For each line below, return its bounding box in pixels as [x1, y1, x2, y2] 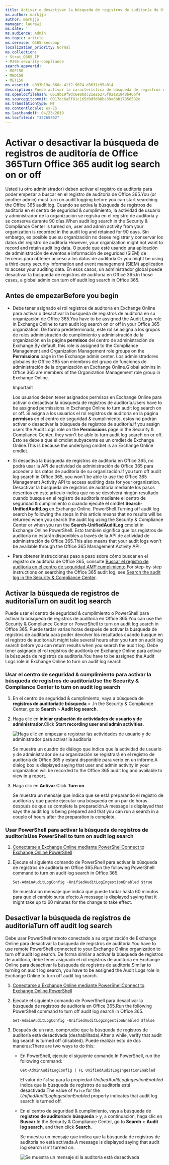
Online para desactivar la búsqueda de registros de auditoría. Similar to [5, 962, 151, 968]
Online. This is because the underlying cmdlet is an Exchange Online [12, 442, 153, 448]
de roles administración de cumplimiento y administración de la [12, 331, 144, 338]
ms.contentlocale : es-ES [5, 106, 57, 111]
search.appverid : [5, 64, 42, 69]
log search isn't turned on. [20, 1144, 75, 1150]
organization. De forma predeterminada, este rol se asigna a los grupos [12, 326, 160, 332]
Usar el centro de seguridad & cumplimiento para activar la [5, 671, 152, 678]
